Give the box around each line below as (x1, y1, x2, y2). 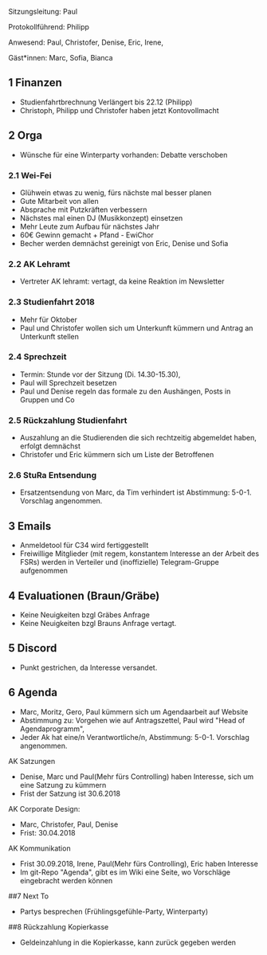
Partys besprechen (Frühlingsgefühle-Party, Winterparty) (19, 906, 209, 916)
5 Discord (8, 641, 57, 656)
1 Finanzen (8, 76, 62, 90)
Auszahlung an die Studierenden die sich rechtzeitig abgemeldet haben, (19, 433, 257, 443)
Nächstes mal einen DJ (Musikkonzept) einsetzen (19, 213, 183, 222)
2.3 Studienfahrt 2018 (8, 296, 96, 307)
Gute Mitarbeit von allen (19, 196, 100, 205)
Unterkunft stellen (19, 331, 80, 341)
